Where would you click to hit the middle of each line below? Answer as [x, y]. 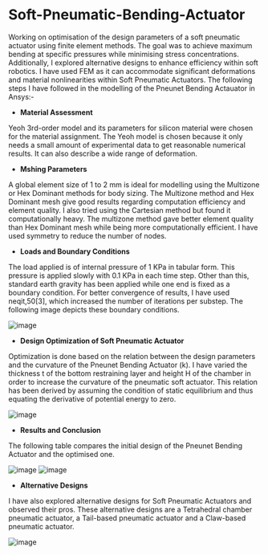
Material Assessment [57, 112]
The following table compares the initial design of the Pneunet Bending [126, 445]
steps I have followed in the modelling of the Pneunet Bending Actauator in [132, 88]
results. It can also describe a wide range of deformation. [103, 153]
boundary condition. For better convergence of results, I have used [119, 292]
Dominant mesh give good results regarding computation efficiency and [127, 202]
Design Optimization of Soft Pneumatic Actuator [102, 341]
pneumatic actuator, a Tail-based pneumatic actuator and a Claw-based [127, 518]
